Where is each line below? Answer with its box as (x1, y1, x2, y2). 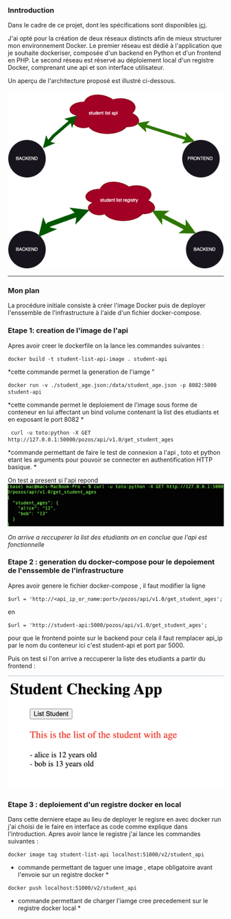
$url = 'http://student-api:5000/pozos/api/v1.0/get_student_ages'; (8, 621, 208, 629)
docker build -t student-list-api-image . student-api (8, 355, 168, 362)
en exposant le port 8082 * (8, 415, 84, 423)
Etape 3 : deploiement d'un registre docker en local (8, 800, 182, 809)
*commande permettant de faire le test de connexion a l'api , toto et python (8, 448, 221, 456)
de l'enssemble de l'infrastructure (8, 566, 124, 575)
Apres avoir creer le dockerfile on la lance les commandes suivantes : (8, 342, 204, 350)
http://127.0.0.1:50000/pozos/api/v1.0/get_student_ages (8, 436, 174, 443)
